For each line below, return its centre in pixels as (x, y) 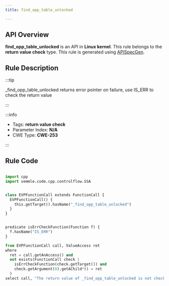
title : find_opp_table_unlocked (39, 10)
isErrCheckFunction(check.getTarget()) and (61, 264)
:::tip (10, 80)
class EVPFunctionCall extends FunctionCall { (55, 195)
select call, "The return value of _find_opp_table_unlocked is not (78, 278)
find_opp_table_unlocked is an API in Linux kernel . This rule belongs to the (84, 47)
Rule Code (22, 161)
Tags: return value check (39, 124)
